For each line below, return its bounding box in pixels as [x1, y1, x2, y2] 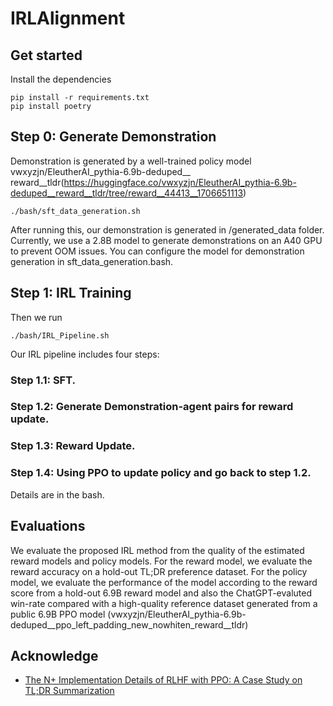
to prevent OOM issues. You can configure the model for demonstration [10, 245, 305, 257]
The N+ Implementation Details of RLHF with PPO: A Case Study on [24, 674, 303, 686]
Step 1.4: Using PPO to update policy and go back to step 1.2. [10, 466, 312, 480]
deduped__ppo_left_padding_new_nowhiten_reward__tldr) [10, 618, 249, 631]
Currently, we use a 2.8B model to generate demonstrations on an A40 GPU [10, 234, 323, 246]
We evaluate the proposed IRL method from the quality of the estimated [10, 544, 305, 556]
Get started [10, 47, 83, 64]
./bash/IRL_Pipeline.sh [10, 330, 110, 341]
